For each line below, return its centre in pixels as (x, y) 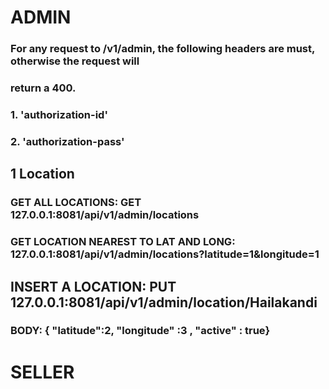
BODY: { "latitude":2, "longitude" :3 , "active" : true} (140, 331)
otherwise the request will (75, 61)
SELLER (42, 372)
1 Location (42, 174)
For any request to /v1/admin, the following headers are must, (162, 49)
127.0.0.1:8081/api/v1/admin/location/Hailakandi (164, 302)
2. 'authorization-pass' (67, 141)
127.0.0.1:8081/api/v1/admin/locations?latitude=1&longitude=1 (165, 254)
